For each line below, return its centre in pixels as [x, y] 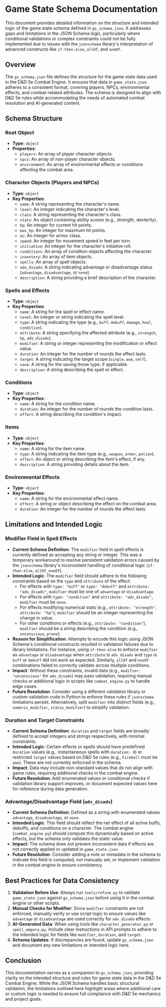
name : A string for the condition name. [58, 404]
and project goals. [24, 999]
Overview [21, 65]
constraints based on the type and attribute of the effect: [72, 581]
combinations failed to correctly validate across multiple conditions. [81, 665]
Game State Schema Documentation [81, 9]
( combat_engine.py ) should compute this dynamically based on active [83, 834]
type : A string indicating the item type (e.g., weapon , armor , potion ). [87, 454]
